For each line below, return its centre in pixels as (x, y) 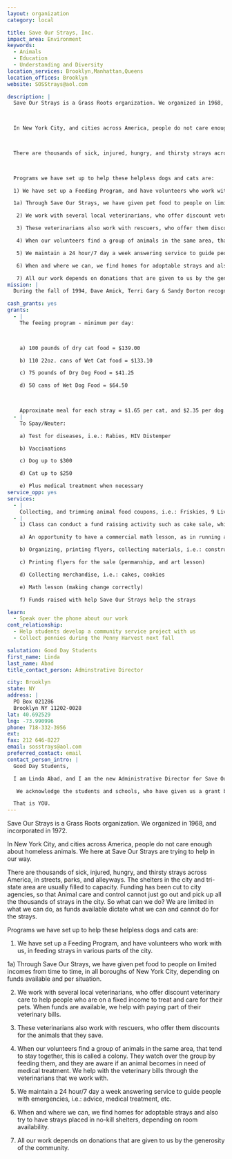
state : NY (21, 689)
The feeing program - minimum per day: (77, 323)
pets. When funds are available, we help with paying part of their (109, 1007)
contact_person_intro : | (43, 760)
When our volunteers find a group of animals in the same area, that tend (119, 1049)
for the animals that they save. (60, 1035)
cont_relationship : (35, 625)
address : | (23, 695)
